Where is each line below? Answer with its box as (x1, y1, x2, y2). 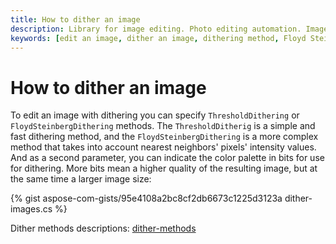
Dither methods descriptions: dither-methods (10, 222, 197, 235)
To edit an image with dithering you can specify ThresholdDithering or (10, 109, 300, 121)
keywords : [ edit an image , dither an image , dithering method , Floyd (10, 33, 307, 43)
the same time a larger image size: (10, 173, 152, 185)
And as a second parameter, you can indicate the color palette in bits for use (10, 152, 325, 164)
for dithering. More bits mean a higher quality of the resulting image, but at (10, 162, 318, 175)
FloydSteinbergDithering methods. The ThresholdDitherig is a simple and (10, 120, 316, 132)
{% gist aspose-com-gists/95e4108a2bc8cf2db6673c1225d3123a (10, 192, 283, 205)
